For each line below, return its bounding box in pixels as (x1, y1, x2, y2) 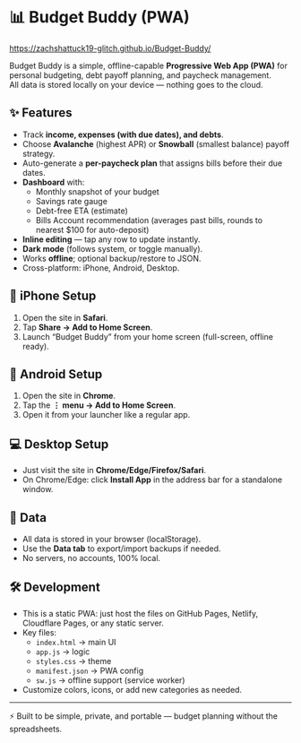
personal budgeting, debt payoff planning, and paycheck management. (9, 69, 271, 81)
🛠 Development (9, 580, 100, 595)
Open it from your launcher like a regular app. (21, 410, 191, 420)
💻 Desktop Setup (9, 436, 109, 452)
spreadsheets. (9, 723, 63, 734)
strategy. (21, 148, 56, 159)
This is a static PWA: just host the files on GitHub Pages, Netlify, (21, 608, 258, 618)
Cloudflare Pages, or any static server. (21, 618, 164, 628)
